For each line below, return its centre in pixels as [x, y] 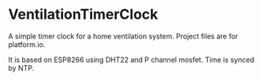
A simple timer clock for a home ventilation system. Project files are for [123, 36]
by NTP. [21, 67]
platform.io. [27, 44]
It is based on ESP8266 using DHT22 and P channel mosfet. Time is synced [131, 60]
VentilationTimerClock [83, 15]
